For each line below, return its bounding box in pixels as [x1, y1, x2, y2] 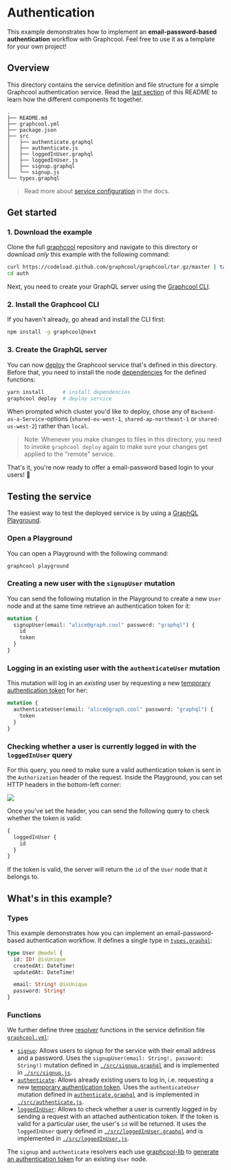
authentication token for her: [7, 687, 88, 695]
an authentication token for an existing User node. [7, 1155, 148, 1163]
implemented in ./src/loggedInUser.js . [16, 1134, 129, 1142]
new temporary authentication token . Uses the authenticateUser [16, 1083, 200, 1091]
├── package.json [7, 126, 57, 134]
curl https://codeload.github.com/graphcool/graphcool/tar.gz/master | [7, 264, 217, 271]
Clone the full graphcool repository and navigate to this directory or [7, 243, 198, 251]
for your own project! [7, 42, 67, 50]
